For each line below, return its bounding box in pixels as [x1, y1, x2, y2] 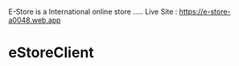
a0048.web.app [8, 15, 61, 25]
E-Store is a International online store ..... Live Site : [8, 7, 178, 16]
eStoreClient [8, 43, 94, 62]
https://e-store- [179, 7, 231, 16]
